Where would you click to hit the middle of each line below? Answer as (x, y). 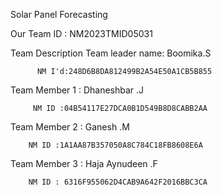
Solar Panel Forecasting (59, 14)
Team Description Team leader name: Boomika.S (111, 53)
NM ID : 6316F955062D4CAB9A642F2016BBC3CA (118, 182)
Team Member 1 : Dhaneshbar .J (77, 90)
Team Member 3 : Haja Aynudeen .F (84, 163)
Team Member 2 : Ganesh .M (70, 127)
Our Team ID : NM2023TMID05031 (81, 33)
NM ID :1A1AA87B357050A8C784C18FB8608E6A (115, 145)
